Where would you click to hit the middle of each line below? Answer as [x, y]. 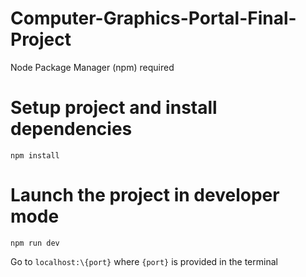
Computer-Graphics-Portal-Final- [153, 18]
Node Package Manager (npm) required [92, 67]
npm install [35, 155]
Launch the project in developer [145, 195]
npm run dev [35, 243]
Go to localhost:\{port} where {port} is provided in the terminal [144, 261]
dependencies [71, 129]
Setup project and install [114, 108]
